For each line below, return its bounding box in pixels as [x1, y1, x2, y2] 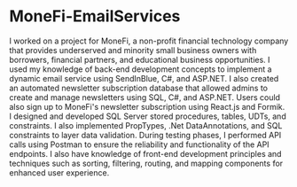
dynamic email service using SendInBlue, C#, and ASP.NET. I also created [9, 73, 279, 83]
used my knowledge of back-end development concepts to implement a [9, 64, 272, 74]
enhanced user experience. [9, 167, 110, 178]
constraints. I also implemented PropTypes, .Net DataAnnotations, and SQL [9, 120, 283, 130]
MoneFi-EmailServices [9, 6, 181, 27]
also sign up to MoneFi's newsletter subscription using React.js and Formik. [9, 101, 285, 112]
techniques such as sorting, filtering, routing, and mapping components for [9, 158, 284, 168]
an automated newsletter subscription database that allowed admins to [9, 82, 269, 93]
